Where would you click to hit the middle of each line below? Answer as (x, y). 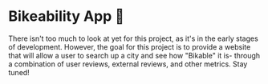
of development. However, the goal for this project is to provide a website (130, 46)
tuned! (19, 72)
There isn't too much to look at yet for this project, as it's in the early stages (133, 38)
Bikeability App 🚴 (66, 16)
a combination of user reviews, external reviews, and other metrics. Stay (128, 64)
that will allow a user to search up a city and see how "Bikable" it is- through (134, 55)
